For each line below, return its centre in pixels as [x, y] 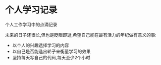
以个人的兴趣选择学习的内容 [41, 45]
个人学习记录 [31, 10]
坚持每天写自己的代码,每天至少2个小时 [51, 57]
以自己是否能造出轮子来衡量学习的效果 [51, 51]
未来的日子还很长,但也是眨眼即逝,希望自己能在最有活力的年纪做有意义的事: [81, 35]
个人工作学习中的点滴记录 [31, 24]
